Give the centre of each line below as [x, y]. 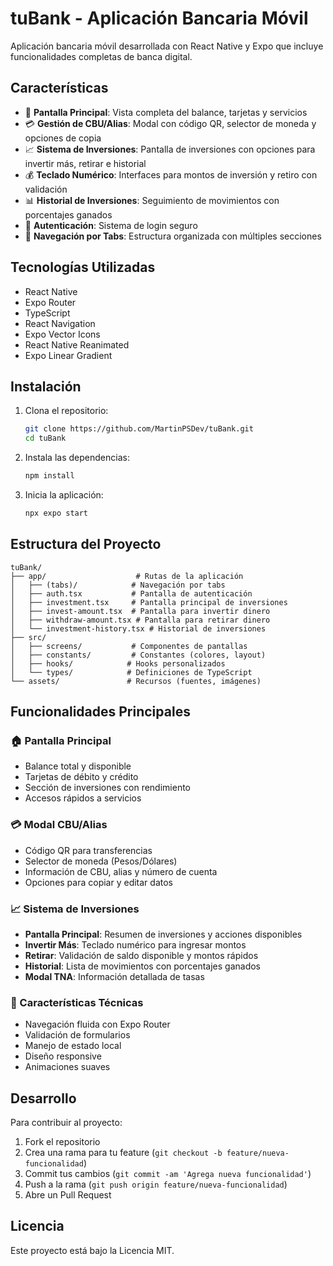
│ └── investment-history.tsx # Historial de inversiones [138, 628]
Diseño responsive [63, 1056]
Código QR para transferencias [88, 850]
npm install [49, 476]
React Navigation [60, 323]
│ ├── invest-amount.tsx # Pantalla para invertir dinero [140, 611]
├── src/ [28, 637]
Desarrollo [43, 1098]
